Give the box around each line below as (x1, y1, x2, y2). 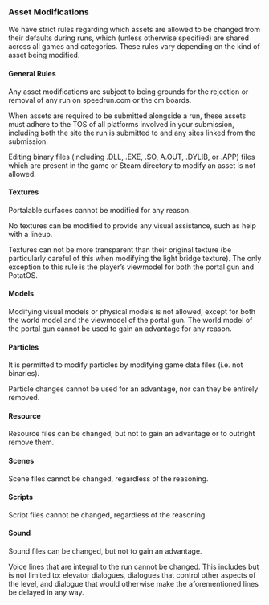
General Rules (8, 68, 56, 78)
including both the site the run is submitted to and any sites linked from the (8, 128, 255, 137)
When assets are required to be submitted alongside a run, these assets (8, 111, 247, 121)
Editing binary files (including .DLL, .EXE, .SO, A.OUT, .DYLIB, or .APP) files (8, 152, 255, 161)
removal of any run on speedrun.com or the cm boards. (8, 95, 192, 104)
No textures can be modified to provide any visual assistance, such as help (8, 220, 257, 231)
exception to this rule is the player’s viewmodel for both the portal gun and (8, 262, 255, 272)
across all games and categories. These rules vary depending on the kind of (8, 42, 261, 51)
